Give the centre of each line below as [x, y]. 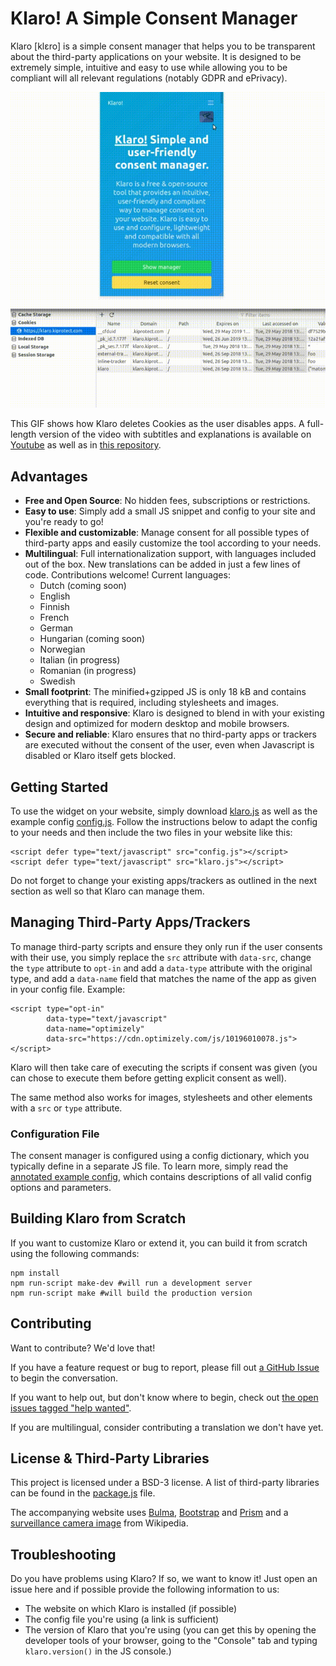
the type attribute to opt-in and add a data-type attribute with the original [161, 968]
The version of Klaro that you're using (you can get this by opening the [170, 1630]
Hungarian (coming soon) [92, 639]
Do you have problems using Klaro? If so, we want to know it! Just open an [164, 1579]
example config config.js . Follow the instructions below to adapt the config [164, 821]
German [56, 628]
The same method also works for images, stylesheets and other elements [161, 1097]
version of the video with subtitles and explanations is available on [175, 434]
